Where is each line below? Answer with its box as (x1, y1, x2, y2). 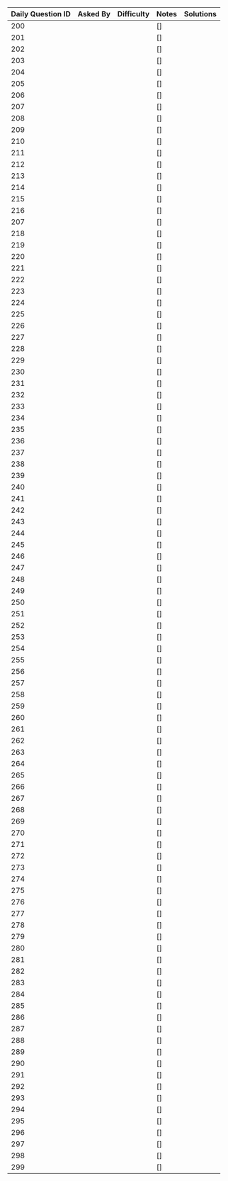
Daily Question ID (11, 9, 71, 18)
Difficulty (117, 9, 150, 18)
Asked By (77, 9, 111, 18)
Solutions (183, 9, 217, 18)
